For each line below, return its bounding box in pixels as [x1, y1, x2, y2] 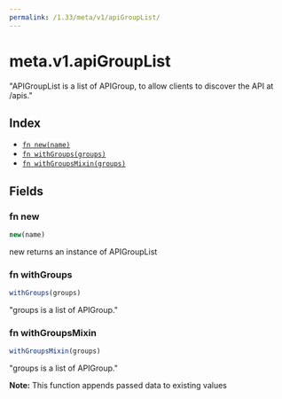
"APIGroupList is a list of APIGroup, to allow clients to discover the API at [9, 81, 274, 91]
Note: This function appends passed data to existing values [9, 380, 228, 391]
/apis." [9, 90, 33, 100]
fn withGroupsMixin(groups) [21, 160, 126, 168]
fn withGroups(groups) [21, 150, 106, 160]
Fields [9, 184, 44, 199]
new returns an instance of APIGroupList [9, 246, 158, 257]
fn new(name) [21, 141, 71, 150]
